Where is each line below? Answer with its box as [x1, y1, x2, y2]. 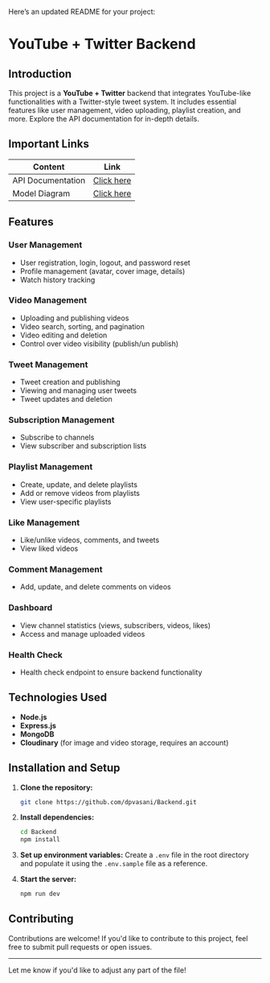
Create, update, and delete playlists [19, 479, 138, 489]
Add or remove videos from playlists [19, 488, 141, 498]
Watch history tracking [19, 275, 96, 284]
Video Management [8, 295, 87, 306]
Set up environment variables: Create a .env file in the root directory [19, 850, 249, 860]
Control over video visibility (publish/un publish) [19, 338, 179, 349]
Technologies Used [8, 691, 107, 704]
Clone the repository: [19, 783, 93, 792]
